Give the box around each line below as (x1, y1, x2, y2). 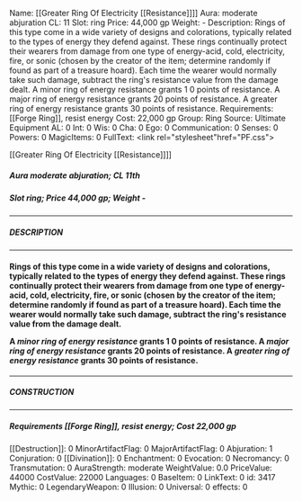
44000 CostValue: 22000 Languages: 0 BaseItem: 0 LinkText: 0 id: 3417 (9, 472, 276, 483)
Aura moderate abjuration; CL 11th (9, 170, 141, 181)
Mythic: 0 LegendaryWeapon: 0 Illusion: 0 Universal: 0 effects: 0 (9, 481, 248, 493)
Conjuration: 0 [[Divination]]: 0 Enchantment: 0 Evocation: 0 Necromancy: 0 (9, 453, 290, 464)
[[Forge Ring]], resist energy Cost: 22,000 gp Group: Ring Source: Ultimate (9, 112, 286, 123)
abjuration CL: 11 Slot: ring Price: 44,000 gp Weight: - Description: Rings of (9, 17, 286, 28)
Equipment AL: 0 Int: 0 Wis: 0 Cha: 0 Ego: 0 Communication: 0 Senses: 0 (9, 122, 279, 133)
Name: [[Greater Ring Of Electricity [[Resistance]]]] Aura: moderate (9, 8, 258, 18)
